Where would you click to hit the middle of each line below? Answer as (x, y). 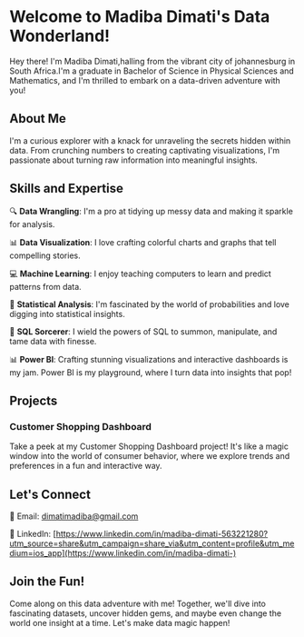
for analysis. (32, 224)
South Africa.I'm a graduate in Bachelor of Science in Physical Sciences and (152, 71)
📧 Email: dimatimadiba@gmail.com (74, 516)
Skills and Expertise (67, 189)
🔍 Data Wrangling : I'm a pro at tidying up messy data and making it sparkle (151, 211)
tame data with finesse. (53, 341)
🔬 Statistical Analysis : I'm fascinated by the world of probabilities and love (150, 304)
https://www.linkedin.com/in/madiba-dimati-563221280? (162, 534)
